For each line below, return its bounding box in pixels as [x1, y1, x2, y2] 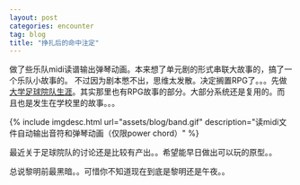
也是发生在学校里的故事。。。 [16, 98, 119, 109]
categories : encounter [9, 22, 94, 31]
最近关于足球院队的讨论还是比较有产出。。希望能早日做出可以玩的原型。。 [9, 147, 277, 158]
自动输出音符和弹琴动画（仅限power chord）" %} [16, 128, 199, 139]
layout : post [9, 13, 58, 22]
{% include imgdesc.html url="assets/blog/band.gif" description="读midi [9, 117, 279, 128]
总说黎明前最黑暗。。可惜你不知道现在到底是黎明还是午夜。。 [9, 166, 230, 177]
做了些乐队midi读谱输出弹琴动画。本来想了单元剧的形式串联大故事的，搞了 [9, 64, 285, 75]
